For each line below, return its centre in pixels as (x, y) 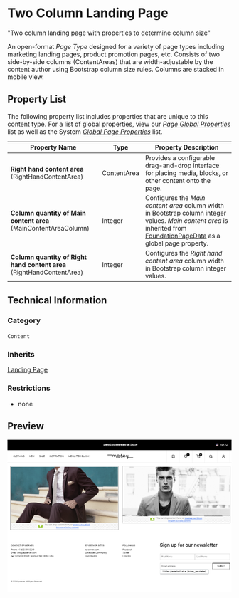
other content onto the (178, 180)
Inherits (21, 355)
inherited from (166, 228)
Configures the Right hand (184, 253)
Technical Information (57, 300)
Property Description (187, 147)
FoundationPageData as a (183, 236)
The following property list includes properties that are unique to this (108, 116)
